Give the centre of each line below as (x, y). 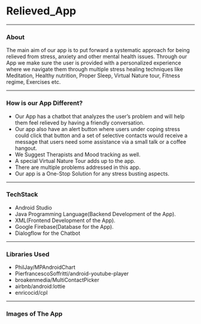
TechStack (22, 195)
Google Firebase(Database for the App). (64, 226)
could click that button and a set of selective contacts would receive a (101, 135)
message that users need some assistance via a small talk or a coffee (100, 141)
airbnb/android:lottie (40, 286)
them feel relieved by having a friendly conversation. (80, 122)
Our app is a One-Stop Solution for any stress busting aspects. (92, 173)
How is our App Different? (45, 103)
